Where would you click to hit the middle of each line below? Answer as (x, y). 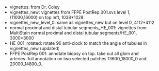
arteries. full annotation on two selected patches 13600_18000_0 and (78, 59)
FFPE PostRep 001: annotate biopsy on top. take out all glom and (74, 53)
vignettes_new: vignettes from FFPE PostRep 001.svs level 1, (70, 12)
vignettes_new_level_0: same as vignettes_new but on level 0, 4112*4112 (82, 22)
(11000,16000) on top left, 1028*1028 (47, 17)
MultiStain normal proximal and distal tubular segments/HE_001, (73, 33)
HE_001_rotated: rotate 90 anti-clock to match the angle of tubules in (78, 43)
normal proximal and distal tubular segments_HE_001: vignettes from (78, 28)
